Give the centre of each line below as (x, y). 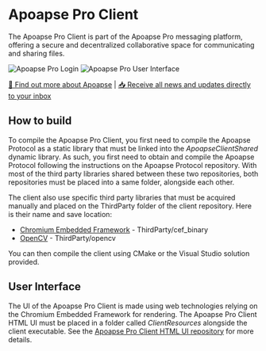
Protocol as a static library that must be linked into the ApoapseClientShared (133, 148)
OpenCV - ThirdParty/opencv (68, 238)
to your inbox (30, 96)
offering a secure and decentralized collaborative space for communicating (131, 44)
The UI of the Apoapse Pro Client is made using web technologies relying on (133, 306)
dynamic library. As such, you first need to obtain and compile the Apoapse (131, 157)
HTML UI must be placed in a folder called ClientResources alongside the (128, 322)
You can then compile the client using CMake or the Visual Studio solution (129, 253)
